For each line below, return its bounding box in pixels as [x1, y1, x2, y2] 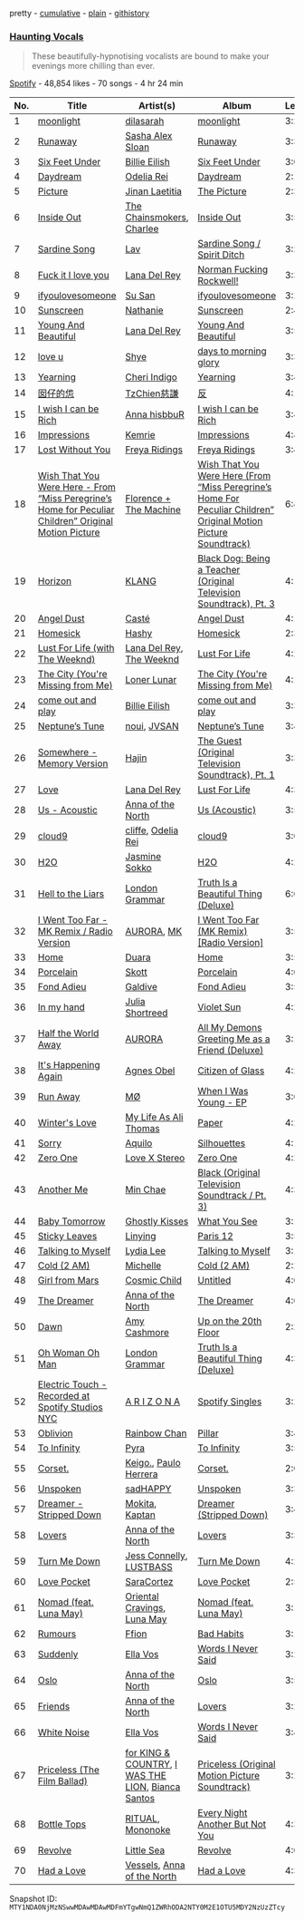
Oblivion [37, 1427, 74, 1440]
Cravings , [125, 1602, 166, 1615]
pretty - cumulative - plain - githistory [9, 8, 150, 18]
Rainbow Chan [125, 1427, 187, 1440]
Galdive [125, 981, 158, 994]
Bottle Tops [37, 1818, 87, 1830]
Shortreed [125, 1006, 168, 1019]
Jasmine [125, 850, 161, 863]
